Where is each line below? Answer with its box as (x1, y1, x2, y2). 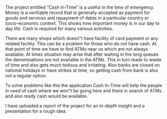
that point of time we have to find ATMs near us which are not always (5, 46, 148, 52)
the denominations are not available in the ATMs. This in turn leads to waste (5, 57, 162, 62)
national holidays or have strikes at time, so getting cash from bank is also (5, 67, 158, 73)
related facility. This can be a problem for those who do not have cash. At (5, 41, 157, 47)
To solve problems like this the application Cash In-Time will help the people (5, 82, 162, 88)
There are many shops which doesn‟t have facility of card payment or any (5, 35, 158, 41)
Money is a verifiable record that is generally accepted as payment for (5, 10, 150, 16)
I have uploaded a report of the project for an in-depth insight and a (5, 103, 145, 108)
